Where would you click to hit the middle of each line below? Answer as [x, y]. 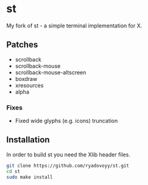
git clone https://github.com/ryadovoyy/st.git [68, 166]
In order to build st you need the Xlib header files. [69, 155]
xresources [29, 85]
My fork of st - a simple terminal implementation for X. [74, 26]
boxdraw [26, 79]
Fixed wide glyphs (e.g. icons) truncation [66, 121]
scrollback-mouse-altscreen [51, 72]
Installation [28, 140]
